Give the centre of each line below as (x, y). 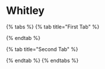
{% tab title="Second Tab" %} (42, 49)
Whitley (25, 11)
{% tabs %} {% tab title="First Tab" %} (53, 27)
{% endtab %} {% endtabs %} (42, 60)
